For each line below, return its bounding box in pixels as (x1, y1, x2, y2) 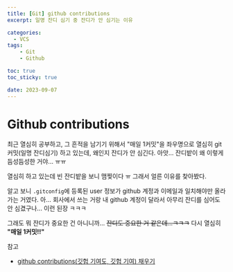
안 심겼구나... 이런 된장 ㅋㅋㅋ (7, 204, 87, 212)
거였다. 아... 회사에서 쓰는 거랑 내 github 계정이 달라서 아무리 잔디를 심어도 (19, 196, 221, 204)
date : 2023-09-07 (7, 86, 58, 94)
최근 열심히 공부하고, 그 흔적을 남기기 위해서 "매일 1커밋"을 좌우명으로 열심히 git (7, 140, 222, 148)
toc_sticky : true (7, 74, 58, 80)
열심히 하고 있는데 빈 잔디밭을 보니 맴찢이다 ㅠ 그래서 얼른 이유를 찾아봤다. (7, 172, 207, 180)
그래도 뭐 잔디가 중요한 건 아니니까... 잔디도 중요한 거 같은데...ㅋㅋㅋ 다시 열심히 (7, 219, 221, 228)
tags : (7, 42, 23, 49)
